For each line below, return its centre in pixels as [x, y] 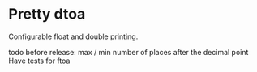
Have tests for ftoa [39, 61]
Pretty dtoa [47, 14]
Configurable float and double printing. [73, 36]
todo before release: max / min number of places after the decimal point [128, 52]
